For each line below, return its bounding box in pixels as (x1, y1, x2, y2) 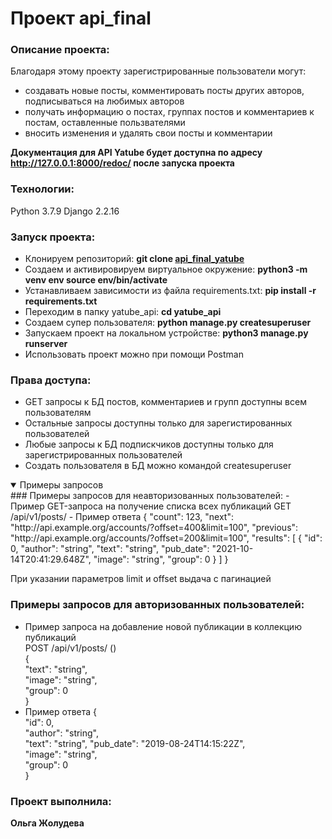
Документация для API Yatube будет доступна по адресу (10, 147, 263, 159)
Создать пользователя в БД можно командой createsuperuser (24, 460, 292, 472)
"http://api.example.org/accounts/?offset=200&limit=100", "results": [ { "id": (10, 532, 323, 544)
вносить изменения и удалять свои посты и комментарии (24, 127, 273, 139)
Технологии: (10, 182, 75, 196)
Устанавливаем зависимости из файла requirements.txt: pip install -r (24, 285, 317, 297)
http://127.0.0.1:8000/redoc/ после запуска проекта (10, 157, 235, 169)
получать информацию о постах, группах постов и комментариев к (24, 106, 315, 118)
